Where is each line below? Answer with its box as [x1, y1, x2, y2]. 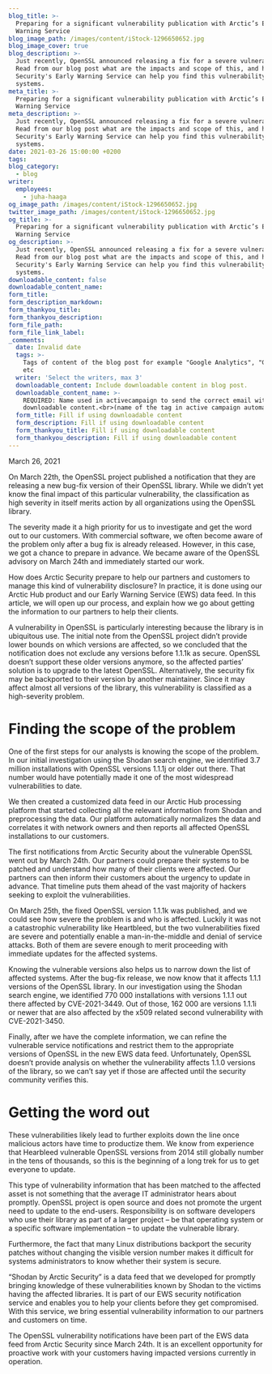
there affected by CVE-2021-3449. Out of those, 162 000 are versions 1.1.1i [8, 999, 257, 1008]
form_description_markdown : [8, 298, 104, 306]
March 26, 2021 [8, 456, 61, 466]
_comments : [8, 336, 45, 345]
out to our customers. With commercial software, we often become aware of [8, 530, 263, 540]
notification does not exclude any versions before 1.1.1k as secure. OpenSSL [8, 648, 261, 657]
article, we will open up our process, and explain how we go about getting [8, 597, 255, 608]
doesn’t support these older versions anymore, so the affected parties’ [8, 657, 244, 666]
